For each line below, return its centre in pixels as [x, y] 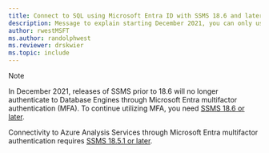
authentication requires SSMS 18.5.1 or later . [80, 141]
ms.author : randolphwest [50, 38]
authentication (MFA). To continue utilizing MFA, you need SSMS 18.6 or [127, 108]
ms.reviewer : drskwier [46, 46]
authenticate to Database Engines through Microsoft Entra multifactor [123, 100]
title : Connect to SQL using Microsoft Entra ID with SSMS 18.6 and [125, 16]
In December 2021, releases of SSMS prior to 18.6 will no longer [113, 91]
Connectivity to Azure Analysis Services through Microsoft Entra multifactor [133, 132]
